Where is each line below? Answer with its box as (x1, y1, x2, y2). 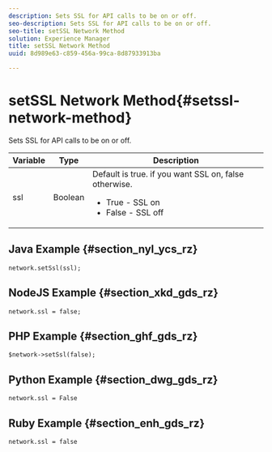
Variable (12, 155, 46, 166)
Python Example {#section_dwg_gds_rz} (8, 373, 219, 386)
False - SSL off (106, 207, 164, 218)
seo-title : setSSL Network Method (8, 27, 125, 35)
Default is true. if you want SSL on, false (91, 168, 244, 179)
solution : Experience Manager (8, 34, 111, 43)
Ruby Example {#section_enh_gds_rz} (8, 416, 205, 430)
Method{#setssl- (122, 92, 240, 110)
